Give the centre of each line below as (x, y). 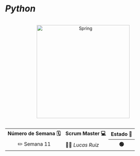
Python (20, 9)
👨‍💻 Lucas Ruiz (82, 145)
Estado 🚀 (121, 134)
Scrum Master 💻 (86, 133)
